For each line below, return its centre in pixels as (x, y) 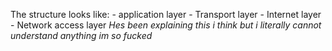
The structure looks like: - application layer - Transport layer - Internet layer (166, 14)
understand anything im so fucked (81, 35)
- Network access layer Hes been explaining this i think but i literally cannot (166, 25)
